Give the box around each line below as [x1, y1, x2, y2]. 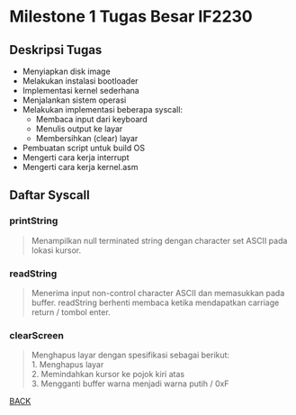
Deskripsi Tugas [9, 42, 103, 58]
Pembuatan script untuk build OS [22, 142, 146, 153]
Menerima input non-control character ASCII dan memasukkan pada [31, 287, 285, 298]
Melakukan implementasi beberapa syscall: [22, 104, 183, 114]
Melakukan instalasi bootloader [22, 76, 139, 86]
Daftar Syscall [9, 187, 90, 203]
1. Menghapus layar [31, 359, 104, 370]
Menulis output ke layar [35, 123, 123, 134]
